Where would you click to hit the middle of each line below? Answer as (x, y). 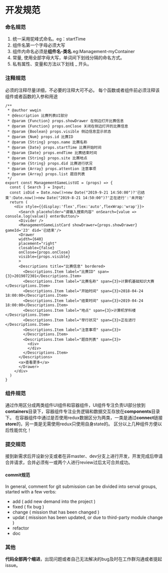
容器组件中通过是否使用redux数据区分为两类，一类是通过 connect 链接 (91, 418)
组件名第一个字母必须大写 (39, 45)
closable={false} (36, 248)
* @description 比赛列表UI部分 (38, 116)
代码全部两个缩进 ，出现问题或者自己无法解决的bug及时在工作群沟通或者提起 (84, 559)
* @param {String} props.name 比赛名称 (47, 142)
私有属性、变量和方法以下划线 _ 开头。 (52, 64)
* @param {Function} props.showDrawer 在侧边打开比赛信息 (65, 121)
